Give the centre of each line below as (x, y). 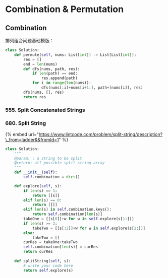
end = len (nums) (40, 64)
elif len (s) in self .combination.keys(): (68, 210)
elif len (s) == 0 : (43, 200)
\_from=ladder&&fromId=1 (32, 140)
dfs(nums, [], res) (44, 92)
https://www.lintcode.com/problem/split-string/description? (101, 134)
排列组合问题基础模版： (30, 41)
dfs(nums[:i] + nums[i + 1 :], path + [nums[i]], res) (92, 88)
